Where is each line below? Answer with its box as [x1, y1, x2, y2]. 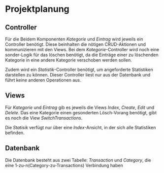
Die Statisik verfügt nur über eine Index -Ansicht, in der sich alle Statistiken [5, 124, 156, 130]
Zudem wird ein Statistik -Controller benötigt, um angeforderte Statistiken [5, 67, 154, 72]
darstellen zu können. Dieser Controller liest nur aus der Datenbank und [5, 72, 151, 77]
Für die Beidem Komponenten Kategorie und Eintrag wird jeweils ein [5, 36, 143, 42]
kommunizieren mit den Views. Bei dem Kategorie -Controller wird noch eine [5, 47, 159, 52]
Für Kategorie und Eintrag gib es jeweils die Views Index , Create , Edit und [5, 104, 155, 110]
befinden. [5, 130, 25, 136]
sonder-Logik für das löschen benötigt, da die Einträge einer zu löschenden [5, 52, 159, 58]
